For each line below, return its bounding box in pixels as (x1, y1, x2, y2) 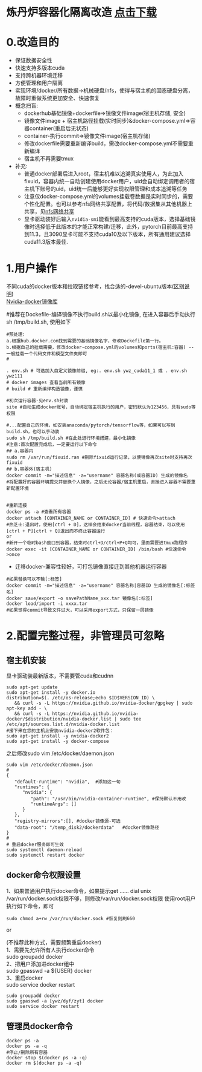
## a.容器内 (6, 448, 34, 454)
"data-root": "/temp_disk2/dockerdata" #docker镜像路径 (14, 825, 160, 831)
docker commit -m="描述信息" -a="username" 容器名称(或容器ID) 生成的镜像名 (6, 472, 188, 479)
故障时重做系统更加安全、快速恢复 (14, 94, 100, 102)
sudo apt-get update (6, 684, 58, 690)
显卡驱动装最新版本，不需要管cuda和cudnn (6, 672, 114, 679)
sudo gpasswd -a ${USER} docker (6, 967, 92, 974)
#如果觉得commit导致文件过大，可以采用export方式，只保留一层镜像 (6, 607, 154, 613)
